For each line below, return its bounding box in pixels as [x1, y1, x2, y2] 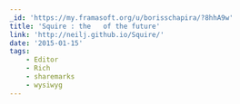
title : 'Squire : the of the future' [9, 22, 161, 31]
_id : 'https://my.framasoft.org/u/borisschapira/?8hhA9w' [9, 13, 234, 23]
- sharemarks [25, 72, 75, 81]
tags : [9, 47, 30, 56]
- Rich [25, 64, 51, 73]
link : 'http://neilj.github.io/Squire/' [9, 30, 165, 39]
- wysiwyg [25, 80, 64, 90]
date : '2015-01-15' [9, 38, 84, 48]
